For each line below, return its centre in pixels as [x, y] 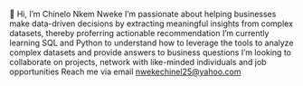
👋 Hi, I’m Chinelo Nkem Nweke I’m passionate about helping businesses [143, 14]
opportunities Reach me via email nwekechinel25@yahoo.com [125, 72]
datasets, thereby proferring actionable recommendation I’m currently [139, 33]
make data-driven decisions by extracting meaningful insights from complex [151, 24]
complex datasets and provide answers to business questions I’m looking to [151, 53]
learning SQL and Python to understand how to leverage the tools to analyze [151, 43]
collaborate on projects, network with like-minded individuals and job [138, 62]
